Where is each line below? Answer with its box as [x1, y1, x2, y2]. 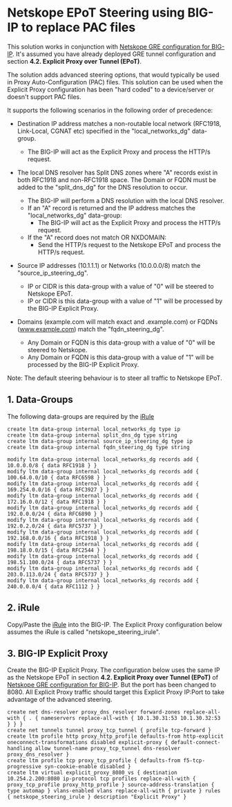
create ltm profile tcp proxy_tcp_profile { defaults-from [7, 757, 181, 764]
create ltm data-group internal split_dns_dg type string [7, 431, 177, 439]
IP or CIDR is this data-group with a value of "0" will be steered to [27, 282, 214, 290]
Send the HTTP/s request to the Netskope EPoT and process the [37, 240, 221, 248]
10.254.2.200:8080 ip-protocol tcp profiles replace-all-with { [7, 775, 196, 783]
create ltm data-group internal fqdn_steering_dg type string [7, 444, 190, 451]
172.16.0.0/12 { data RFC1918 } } [7, 498, 107, 505]
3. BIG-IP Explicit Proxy [7, 647, 108, 659]
